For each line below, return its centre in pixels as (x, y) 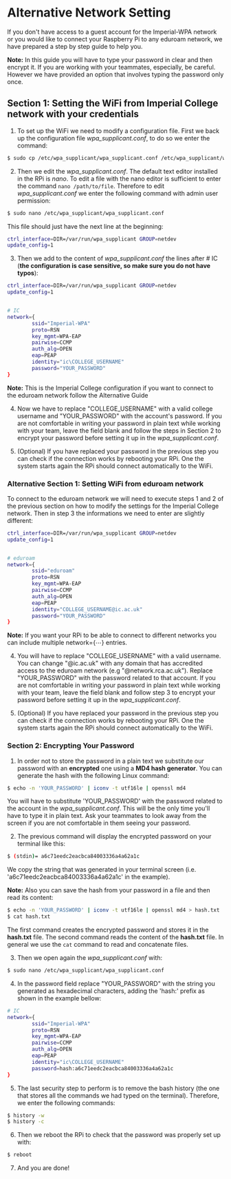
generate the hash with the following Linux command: (93, 775)
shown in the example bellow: (59, 998)
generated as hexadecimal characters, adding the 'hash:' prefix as (111, 991)
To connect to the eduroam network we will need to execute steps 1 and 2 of (115, 498)
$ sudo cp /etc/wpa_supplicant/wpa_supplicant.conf (82, 158)
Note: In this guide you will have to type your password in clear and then (110, 59)
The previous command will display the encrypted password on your (114, 837)
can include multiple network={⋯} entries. (67, 643)
